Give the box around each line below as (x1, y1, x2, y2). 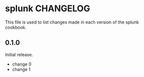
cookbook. (5, 24, 27, 30)
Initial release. (5, 51, 33, 57)
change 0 (12, 61, 32, 67)
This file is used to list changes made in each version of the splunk (5, 19, 139, 25)
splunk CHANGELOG (5, 3, 90, 14)
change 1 (12, 66, 31, 72)
